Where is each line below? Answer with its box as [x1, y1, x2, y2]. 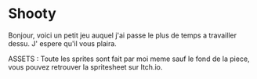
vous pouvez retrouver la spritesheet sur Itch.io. [8, 62, 163, 71]
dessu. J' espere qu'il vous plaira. [8, 38, 118, 48]
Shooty [8, 5, 56, 23]
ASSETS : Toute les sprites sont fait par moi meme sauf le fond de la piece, [8, 54, 250, 63]
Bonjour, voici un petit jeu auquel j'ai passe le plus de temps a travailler [8, 31, 237, 40]
